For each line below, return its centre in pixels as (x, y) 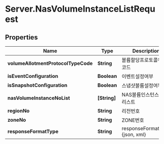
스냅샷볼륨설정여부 (142, 85)
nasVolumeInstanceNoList (39, 98)
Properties (21, 37)
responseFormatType (33, 131)
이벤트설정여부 (138, 76)
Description (146, 51)
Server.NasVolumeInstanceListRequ (80, 9)
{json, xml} (134, 135)
